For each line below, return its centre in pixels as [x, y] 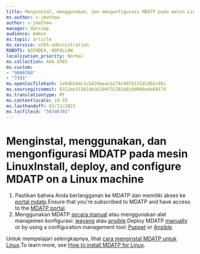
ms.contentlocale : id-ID [37, 100]
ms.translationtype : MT [36, 95]
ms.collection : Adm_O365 [37, 61]
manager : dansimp [28, 28]
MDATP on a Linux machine [75, 179]
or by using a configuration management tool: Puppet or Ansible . [94, 227]
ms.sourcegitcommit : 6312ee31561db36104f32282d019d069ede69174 [86, 89]
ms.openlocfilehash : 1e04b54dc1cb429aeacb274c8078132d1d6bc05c [86, 84]
